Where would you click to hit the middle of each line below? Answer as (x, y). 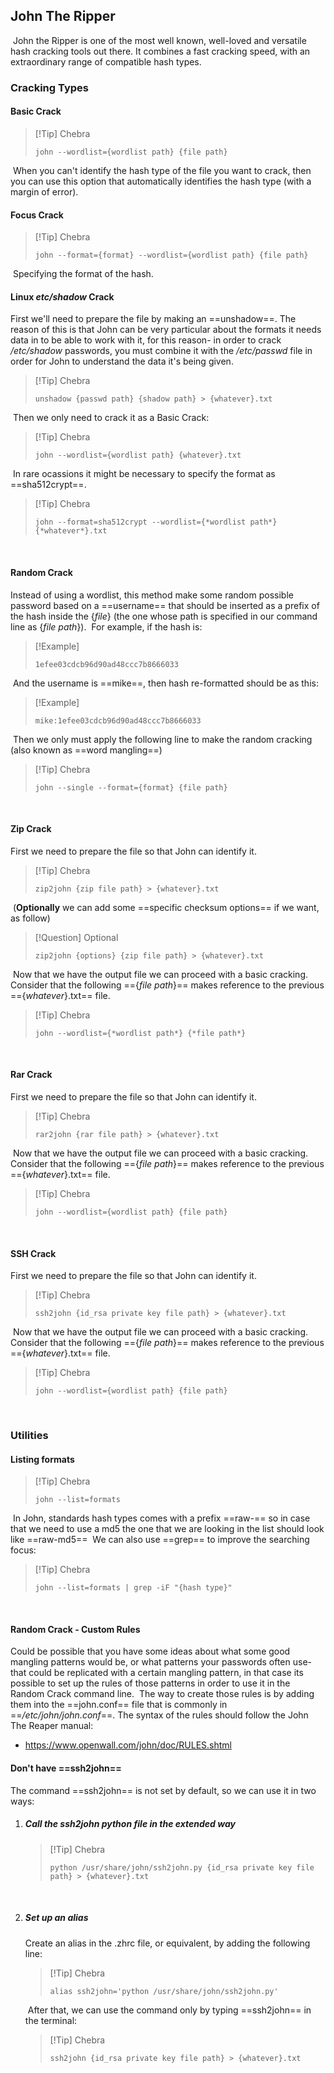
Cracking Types (49, 87)
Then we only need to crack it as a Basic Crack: (111, 418)
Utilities (29, 1436)
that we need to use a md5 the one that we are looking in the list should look (167, 1529)
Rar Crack (31, 1075)
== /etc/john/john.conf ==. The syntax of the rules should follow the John (159, 1715)
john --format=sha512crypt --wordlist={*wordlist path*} (156, 522)
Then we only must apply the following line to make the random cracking (162, 739)
